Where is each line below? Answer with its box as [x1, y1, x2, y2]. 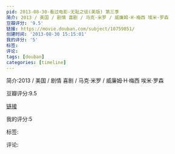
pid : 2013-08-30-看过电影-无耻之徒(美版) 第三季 [6, 8, 119, 15]
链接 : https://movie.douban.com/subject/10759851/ [6, 25, 135, 32]
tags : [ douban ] [6, 54, 45, 60]
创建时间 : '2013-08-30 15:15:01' [6, 31, 87, 37]
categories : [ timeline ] [6, 59, 67, 65]
